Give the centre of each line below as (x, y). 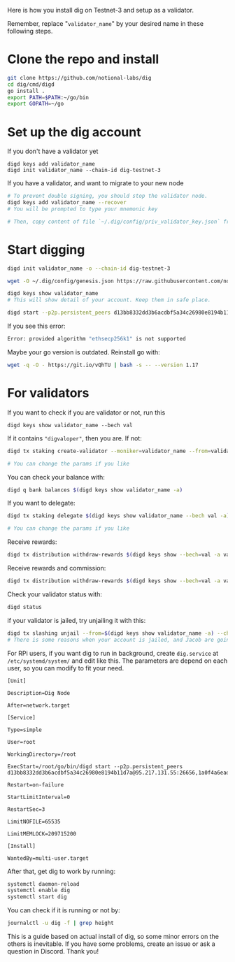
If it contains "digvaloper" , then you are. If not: (74, 438)
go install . (26, 91)
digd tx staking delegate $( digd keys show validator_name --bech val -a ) (119, 516)
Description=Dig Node (39, 693)
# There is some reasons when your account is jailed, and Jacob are (111, 640)
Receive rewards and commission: (57, 568)
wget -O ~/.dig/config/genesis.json (60, 281)
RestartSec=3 (26, 809)
